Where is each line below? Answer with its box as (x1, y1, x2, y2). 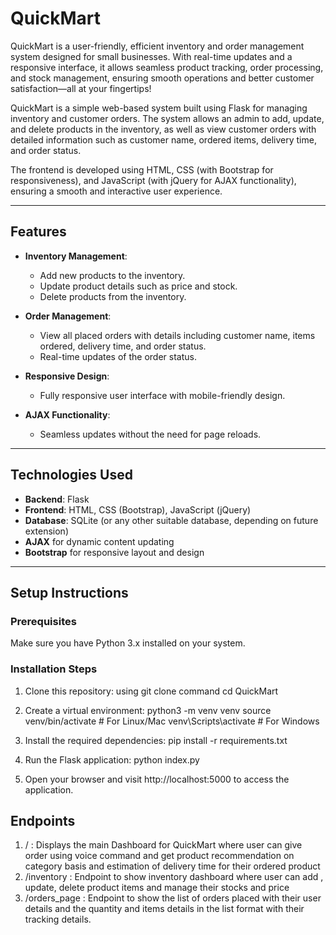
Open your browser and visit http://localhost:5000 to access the (24, 773, 290, 785)
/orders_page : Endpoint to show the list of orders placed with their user (24, 892, 322, 904)
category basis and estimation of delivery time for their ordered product (24, 860, 321, 872)
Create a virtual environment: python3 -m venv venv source (24, 704, 272, 716)
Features (10, 223, 67, 241)
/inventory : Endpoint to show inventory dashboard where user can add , (24, 871, 324, 883)
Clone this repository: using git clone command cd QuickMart (24, 685, 279, 697)
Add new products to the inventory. (39, 269, 186, 281)
